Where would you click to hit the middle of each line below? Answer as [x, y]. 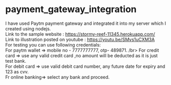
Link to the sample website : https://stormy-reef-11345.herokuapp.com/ [80, 34]
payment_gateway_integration [71, 9]
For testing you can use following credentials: [53, 45]
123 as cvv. [17, 71]
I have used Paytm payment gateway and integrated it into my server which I [86, 23]
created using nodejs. [28, 28]
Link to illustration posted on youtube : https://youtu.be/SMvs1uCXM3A [80, 39]
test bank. [16, 61]
